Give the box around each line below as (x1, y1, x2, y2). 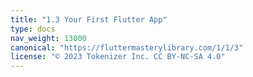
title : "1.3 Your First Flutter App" (10, 14, 168, 25)
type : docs (10, 24, 56, 34)
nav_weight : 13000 (10, 33, 87, 43)
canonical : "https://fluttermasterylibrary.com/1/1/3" (10, 42, 244, 53)
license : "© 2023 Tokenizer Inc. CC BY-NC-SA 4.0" (10, 52, 226, 62)
